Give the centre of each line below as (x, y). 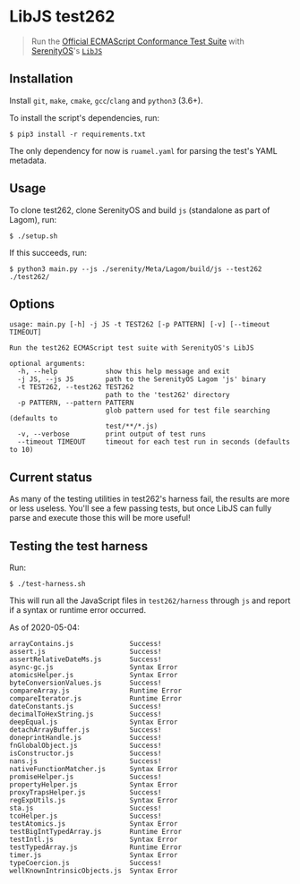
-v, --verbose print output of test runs (111, 434)
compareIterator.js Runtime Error (95, 699)
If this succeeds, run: (48, 252)
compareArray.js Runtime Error (95, 691)
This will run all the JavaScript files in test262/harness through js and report (150, 600)
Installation (41, 79)
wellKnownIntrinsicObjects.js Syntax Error (94, 871)
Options (32, 304)
